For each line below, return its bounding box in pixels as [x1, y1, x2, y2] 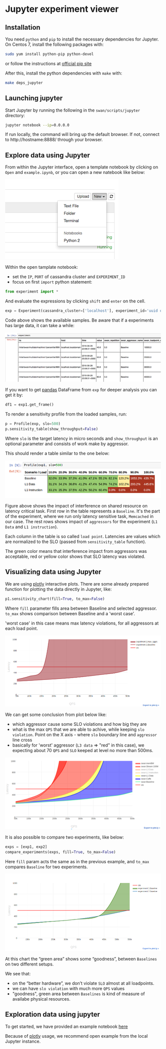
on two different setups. [5, 961, 54, 967]
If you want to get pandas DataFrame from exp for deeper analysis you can [5, 386, 157, 392]
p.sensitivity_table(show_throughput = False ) [5, 426, 98, 431]
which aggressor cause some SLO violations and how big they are [12, 721, 147, 727]
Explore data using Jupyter [5, 151, 90, 159]
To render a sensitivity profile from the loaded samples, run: [5, 411, 127, 417]
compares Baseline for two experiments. [5, 864, 88, 870]
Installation [5, 23, 41, 32]
